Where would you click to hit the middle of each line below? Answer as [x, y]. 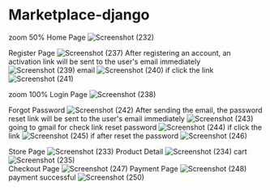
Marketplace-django [79, 15]
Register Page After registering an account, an [120, 53]
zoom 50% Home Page [47, 37]
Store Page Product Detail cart [128, 151]
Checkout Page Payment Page [93, 168]
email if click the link [145, 70]
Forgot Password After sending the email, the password [135, 110]
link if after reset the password [94, 136]
